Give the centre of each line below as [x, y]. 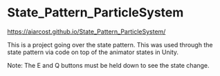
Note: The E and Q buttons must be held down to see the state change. [108, 65]
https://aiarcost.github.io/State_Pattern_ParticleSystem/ [86, 31]
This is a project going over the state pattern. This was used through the [110, 45]
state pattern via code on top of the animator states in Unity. [93, 52]
